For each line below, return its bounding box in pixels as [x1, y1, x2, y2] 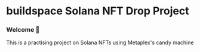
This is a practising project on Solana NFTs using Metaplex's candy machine [6, 39, 194, 46]
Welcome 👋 [6, 26, 40, 34]
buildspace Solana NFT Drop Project [6, 4, 189, 18]
